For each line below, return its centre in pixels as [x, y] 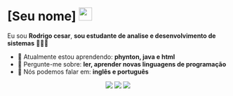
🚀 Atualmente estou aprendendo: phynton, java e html [96, 57]
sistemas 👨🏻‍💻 [28, 43]
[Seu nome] [42, 16]
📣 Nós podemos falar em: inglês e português [83, 71]
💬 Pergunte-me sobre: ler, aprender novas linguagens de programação [122, 64]
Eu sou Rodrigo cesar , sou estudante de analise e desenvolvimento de [112, 36]
